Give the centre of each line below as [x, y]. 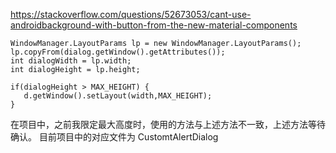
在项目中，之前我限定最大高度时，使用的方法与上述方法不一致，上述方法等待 [168, 124]
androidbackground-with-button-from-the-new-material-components [154, 25]
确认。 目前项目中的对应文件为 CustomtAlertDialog [114, 137]
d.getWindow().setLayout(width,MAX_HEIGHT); [118, 96]
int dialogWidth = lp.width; [71, 61]
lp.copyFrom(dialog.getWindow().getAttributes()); [118, 52]
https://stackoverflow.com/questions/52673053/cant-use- [131, 14]
